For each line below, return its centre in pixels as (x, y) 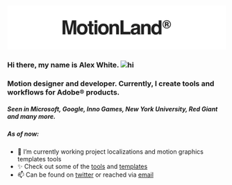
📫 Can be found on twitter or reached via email (85, 175)
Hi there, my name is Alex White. (63, 65)
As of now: (23, 134)
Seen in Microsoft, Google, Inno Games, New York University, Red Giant (113, 108)
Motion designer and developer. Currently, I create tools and (111, 83)
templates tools (39, 159)
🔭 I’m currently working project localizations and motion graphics (110, 152)
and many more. (32, 116)
